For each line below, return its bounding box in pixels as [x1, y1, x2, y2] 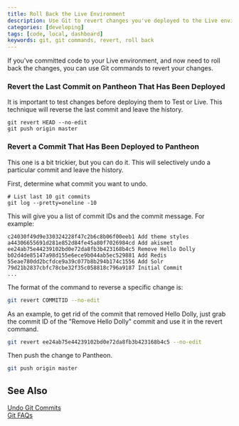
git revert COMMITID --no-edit [7, 297, 100, 304]
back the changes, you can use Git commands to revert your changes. [7, 64, 213, 73]
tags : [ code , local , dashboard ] [7, 30, 103, 38]
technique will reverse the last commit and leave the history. [7, 105, 184, 114]
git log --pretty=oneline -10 [7, 199, 97, 206]
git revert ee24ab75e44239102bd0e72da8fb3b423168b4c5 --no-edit [7, 339, 202, 346]
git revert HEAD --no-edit [7, 119, 87, 127]
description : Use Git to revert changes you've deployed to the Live [7, 17, 218, 24]
